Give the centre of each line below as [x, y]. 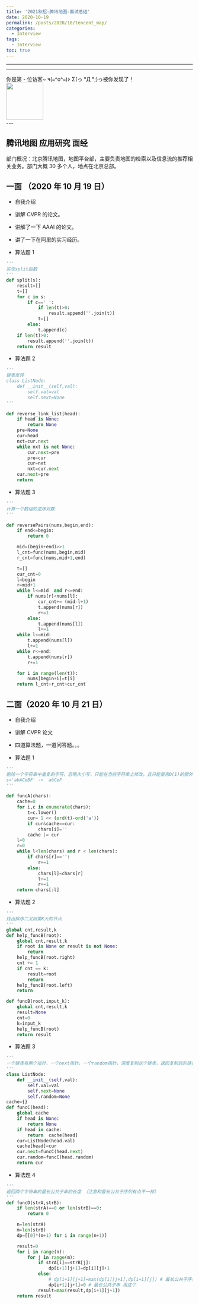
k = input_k [29, 1023]
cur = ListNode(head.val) [46, 1141]
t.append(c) [52, 330]
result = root [42, 974]
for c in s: [31, 297]
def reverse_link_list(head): [44, 413]
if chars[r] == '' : [49, 857]
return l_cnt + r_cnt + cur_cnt [51, 684]
